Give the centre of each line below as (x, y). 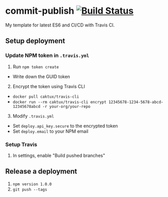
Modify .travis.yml (33, 116)
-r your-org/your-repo (66, 106)
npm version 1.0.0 (32, 184)
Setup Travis (21, 144)
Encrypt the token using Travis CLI (49, 86)
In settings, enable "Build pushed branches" (59, 155)
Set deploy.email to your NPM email (50, 131)
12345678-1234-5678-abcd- (136, 102)
